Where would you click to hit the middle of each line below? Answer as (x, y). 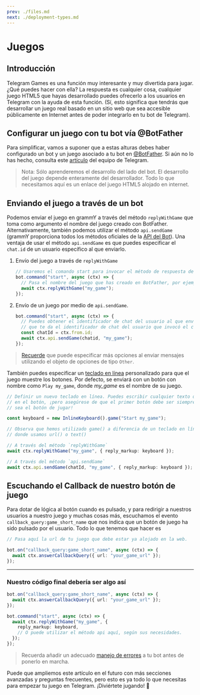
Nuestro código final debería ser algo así (66, 582)
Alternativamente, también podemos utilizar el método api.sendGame (90, 230)
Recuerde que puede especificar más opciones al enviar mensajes (103, 355)
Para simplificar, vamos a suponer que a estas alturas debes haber (88, 148)
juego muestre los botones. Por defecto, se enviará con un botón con (91, 379)
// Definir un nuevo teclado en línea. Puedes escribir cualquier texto (99, 397)
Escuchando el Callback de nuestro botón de (91, 486)
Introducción (31, 69)
